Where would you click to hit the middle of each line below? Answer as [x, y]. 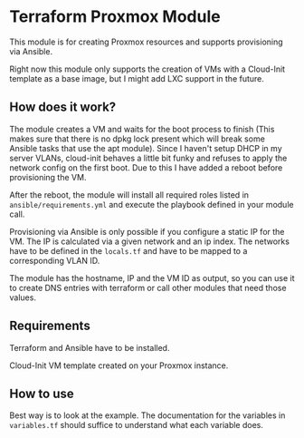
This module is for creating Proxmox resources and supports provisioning [146, 42]
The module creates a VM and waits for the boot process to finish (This [142, 129]
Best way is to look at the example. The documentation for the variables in [147, 415]
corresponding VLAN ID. [55, 260]
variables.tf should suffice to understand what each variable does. [137, 425]
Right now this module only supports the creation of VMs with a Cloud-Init [147, 69]
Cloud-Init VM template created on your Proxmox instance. [119, 365]
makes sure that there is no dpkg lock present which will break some [137, 139]
